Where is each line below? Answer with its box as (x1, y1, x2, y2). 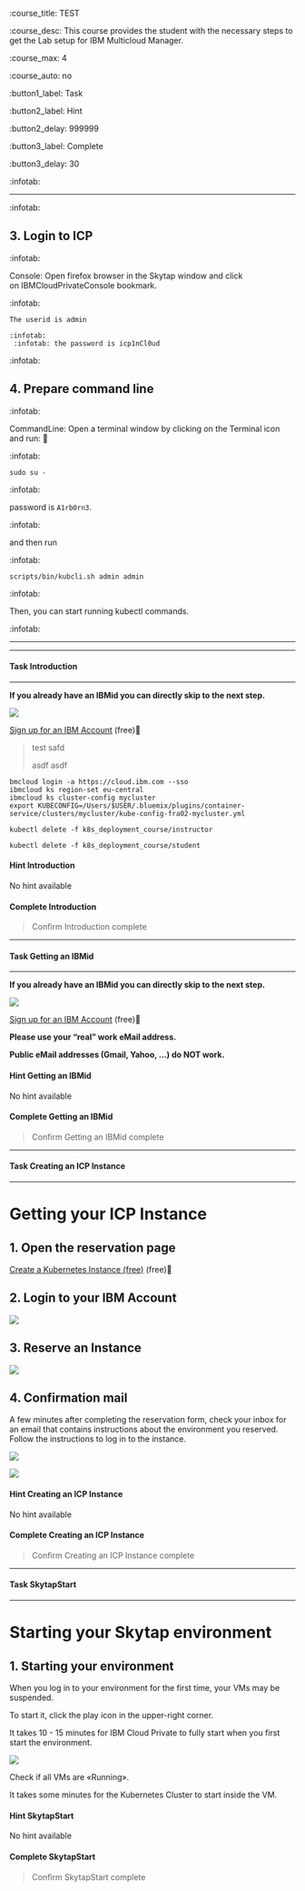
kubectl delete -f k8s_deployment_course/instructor (9, 825, 213, 834)
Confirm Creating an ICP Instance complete (31, 1550, 195, 1561)
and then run (9, 537, 57, 548)
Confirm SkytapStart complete (31, 1871, 146, 1882)
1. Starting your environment (9, 1658, 174, 1674)
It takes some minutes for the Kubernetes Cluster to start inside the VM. (9, 1789, 278, 1800)
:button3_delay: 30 (9, 158, 80, 169)
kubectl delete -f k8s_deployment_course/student (9, 840, 202, 850)
